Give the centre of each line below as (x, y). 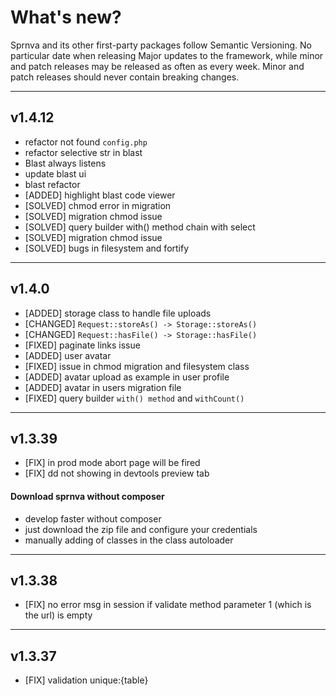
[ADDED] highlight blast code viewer (100, 195)
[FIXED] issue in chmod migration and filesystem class (137, 366)
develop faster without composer (93, 518)
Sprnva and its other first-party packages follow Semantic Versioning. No (161, 45)
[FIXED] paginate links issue (82, 345)
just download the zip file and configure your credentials (141, 529)
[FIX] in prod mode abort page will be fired (112, 463)
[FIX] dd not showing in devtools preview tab (117, 473)
